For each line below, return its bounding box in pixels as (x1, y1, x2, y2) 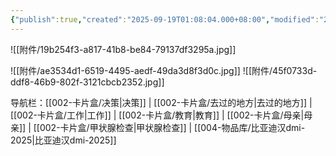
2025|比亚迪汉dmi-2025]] (10, 134, 117, 146)
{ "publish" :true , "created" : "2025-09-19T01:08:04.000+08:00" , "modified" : (10, 14, 320, 25)
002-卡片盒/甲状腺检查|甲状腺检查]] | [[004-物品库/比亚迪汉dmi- (39, 121, 306, 133)
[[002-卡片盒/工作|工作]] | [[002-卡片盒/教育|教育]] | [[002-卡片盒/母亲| (10, 109, 305, 121)
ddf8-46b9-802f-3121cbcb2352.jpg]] (10, 76, 165, 88)
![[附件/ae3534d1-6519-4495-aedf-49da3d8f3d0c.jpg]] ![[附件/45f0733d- (10, 64, 318, 76)
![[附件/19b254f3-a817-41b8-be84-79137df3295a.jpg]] (10, 43, 237, 55)
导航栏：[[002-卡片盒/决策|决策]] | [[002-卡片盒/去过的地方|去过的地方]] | (10, 96, 313, 108)
